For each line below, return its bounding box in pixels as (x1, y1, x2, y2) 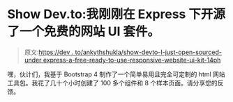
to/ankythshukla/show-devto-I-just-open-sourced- (75, 48, 222, 56)
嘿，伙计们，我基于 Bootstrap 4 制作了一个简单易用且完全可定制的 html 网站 (7, 70, 225, 78)
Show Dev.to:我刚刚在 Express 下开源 (7, 6, 225, 22)
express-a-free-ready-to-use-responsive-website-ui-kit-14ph (43, 56, 221, 64)
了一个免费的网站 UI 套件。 (7, 24, 160, 40)
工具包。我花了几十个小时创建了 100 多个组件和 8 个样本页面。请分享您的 (7, 78, 218, 87)
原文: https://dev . (24, 48, 74, 56)
